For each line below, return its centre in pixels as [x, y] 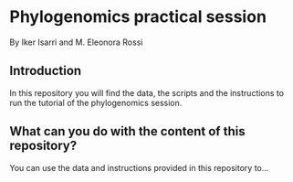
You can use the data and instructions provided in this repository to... [139, 167]
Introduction [46, 71]
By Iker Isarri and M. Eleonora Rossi [76, 42]
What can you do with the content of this [127, 131]
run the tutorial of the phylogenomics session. [96, 102]
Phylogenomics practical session [138, 17]
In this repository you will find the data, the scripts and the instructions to [147, 92]
